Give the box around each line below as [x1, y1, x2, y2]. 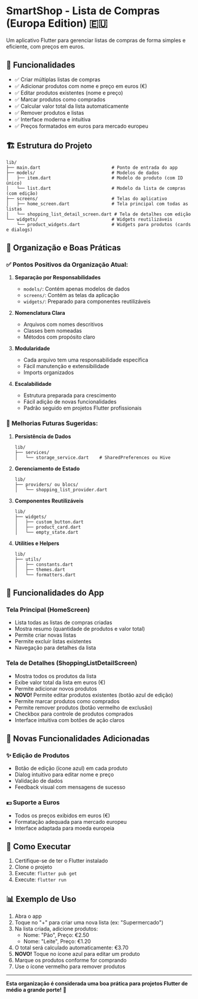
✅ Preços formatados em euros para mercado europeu [14, 123, 148, 130]
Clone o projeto [14, 863, 52, 871]
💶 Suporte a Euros [6, 798, 60, 807]
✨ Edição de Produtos [6, 751, 70, 759]
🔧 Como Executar [6, 842, 71, 852]
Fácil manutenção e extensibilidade [23, 363, 110, 370]
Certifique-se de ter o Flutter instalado [14, 857, 108, 865]
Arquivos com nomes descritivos [23, 321, 104, 328]
